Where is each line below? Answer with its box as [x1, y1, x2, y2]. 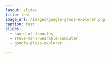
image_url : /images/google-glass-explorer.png [5, 17, 105, 22]
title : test [5, 12, 30, 17]
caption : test [5, 21, 35, 27]
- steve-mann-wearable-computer [10, 36, 79, 41]
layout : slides [5, 7, 38, 13]
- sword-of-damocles [10, 31, 53, 36]
